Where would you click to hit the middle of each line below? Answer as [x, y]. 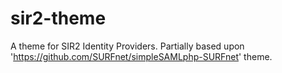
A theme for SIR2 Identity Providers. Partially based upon [127, 46]
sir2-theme [58, 18]
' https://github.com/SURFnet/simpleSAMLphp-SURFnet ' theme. [141, 56]
